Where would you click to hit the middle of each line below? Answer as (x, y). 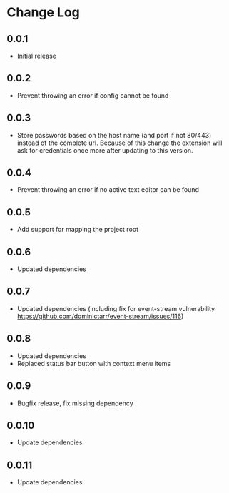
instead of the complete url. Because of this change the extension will (119, 143)
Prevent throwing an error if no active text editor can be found (108, 190)
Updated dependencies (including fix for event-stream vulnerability (116, 308)
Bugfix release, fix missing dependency (75, 403)
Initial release (36, 56)
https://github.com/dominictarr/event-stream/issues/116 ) (100, 316)
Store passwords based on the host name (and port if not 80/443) (114, 135)
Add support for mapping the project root (78, 230)
